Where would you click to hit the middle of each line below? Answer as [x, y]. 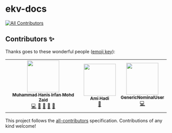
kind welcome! [21, 126]
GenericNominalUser [142, 97]
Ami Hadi [100, 98]
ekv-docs [26, 9]
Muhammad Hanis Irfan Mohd [43, 95]
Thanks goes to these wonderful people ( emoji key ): [60, 51]
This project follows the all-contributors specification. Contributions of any [84, 120]
